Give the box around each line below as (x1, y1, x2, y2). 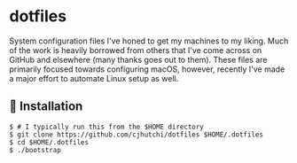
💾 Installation (9, 99, 83, 114)
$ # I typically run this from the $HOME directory (9, 122, 204, 131)
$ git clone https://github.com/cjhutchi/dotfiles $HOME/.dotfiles (9, 130, 264, 139)
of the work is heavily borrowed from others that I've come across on (9, 44, 262, 55)
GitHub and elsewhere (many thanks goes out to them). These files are (9, 54, 268, 65)
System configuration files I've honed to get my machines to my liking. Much (9, 35, 289, 46)
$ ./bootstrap (9, 145, 62, 154)
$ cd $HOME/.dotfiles (9, 137, 90, 147)
